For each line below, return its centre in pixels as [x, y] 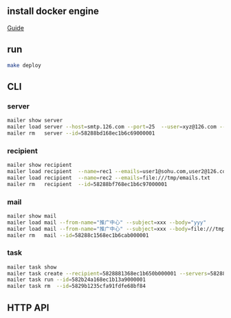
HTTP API [28, 307]
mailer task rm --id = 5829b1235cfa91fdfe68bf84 [77, 286]
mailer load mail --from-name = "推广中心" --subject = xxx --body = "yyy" [107, 223]
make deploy [24, 65]
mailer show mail [32, 216]
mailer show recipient [40, 165]
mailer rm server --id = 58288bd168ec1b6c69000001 [81, 133]
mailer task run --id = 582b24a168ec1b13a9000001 [77, 280]
